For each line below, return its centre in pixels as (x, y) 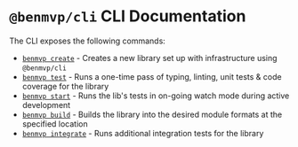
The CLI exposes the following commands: (88, 41)
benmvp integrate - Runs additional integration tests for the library (143, 133)
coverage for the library (65, 86)
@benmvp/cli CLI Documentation (128, 16)
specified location (55, 124)
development (46, 104)
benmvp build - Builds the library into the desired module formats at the (152, 114)
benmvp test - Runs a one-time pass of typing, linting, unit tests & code (152, 76)
